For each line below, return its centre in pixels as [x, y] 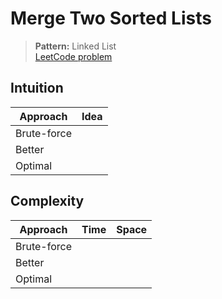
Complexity [47, 201]
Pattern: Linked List [75, 46]
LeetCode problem [73, 56]
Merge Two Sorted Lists [111, 18]
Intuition [37, 88]
